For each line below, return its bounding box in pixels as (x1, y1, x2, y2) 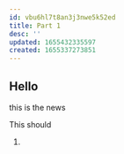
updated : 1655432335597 (9, 37, 97, 47)
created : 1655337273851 (9, 46, 97, 55)
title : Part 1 (9, 21, 62, 30)
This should (9, 119, 52, 129)
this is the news (9, 102, 66, 112)
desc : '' (9, 29, 41, 38)
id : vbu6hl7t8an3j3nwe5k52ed (9, 12, 116, 22)
